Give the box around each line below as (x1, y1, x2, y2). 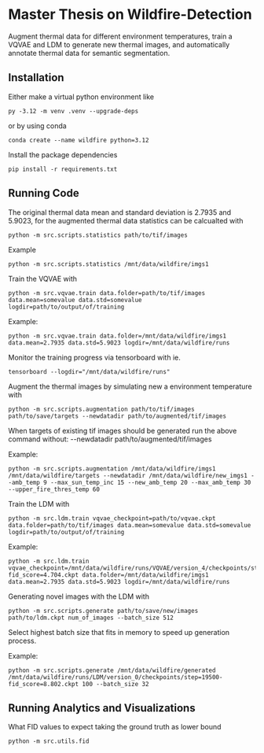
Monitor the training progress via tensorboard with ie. (8, 353, 181, 362)
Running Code (8, 186, 80, 200)
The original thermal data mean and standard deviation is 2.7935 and (8, 207, 232, 217)
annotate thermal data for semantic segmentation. (8, 48, 170, 57)
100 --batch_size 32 (82, 680, 149, 688)
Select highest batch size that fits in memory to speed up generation (8, 627, 230, 637)
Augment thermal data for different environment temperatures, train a (8, 31, 233, 41)
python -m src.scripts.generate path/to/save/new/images (8, 607, 199, 615)
